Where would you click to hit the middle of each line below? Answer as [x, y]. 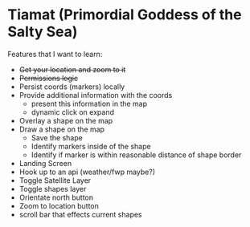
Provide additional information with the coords [96, 95]
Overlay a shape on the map [66, 120]
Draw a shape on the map [62, 129]
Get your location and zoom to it [72, 69]
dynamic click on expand [72, 112]
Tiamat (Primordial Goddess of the [125, 15]
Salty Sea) [43, 32]
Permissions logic [48, 78]
